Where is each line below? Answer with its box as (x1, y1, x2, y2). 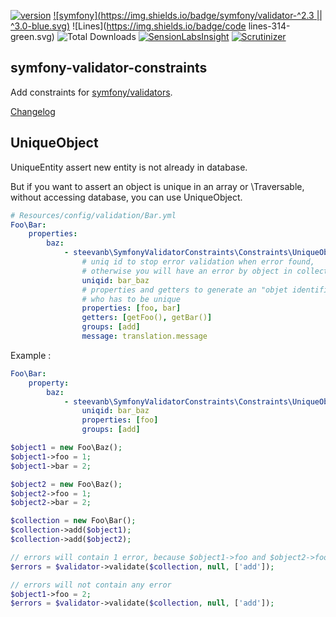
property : (28, 378, 70, 388)
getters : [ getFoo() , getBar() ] (81, 313, 213, 323)
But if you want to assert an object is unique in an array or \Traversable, (10, 180, 305, 192)
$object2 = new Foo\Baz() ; (10, 479, 123, 489)
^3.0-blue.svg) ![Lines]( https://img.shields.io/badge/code (10, 20, 247, 32)
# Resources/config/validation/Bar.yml (10, 210, 177, 220)
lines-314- (248, 20, 291, 32)
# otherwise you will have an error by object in (81, 266, 293, 276)
